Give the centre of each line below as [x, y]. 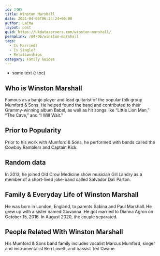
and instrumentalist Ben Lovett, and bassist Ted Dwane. [60, 249]
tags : [10, 41]
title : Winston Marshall [30, 14]
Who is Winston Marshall [44, 88]
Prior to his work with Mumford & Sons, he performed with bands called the [80, 142]
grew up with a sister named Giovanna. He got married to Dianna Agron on [79, 211]
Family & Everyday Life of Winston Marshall [72, 195]
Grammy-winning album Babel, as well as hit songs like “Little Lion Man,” [77, 110]
